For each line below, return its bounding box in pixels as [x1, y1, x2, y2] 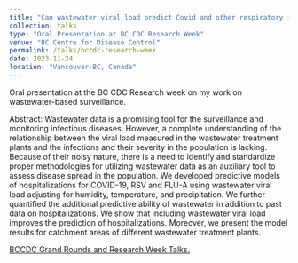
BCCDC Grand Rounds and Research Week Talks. [9, 243, 191, 254]
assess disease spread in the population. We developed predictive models [9, 170, 281, 180]
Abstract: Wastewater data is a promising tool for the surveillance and [9, 113, 264, 124]
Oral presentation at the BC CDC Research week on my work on [9, 86, 242, 98]
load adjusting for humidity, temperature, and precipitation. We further [9, 188, 266, 200]
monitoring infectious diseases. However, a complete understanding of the [9, 123, 282, 133]
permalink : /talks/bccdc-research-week [9, 46, 157, 55]
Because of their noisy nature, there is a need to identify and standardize [9, 151, 276, 162]
